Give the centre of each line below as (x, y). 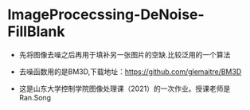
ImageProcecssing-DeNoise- (106, 15)
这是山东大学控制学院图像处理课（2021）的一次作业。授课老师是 (125, 88)
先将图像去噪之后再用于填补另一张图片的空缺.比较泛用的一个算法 (125, 54)
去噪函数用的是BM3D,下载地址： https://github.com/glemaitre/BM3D (130, 71)
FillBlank (36, 31)
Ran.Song (35, 97)
